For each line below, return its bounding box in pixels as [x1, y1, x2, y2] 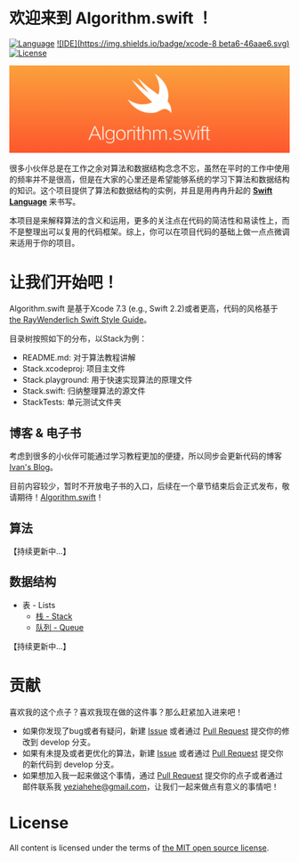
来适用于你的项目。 [9, 238, 80, 248]
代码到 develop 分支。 [37, 759, 119, 769]
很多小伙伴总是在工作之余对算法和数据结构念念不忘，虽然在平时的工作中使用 [9, 163, 290, 174]
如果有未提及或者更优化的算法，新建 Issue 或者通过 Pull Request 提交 [21, 747, 276, 758]
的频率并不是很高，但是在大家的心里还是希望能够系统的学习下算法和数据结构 [9, 175, 290, 185]
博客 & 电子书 [9, 425, 82, 441]
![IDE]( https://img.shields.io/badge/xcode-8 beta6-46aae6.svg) [56, 37, 290, 49]
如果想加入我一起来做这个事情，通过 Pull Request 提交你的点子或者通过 [21, 769, 283, 780]
